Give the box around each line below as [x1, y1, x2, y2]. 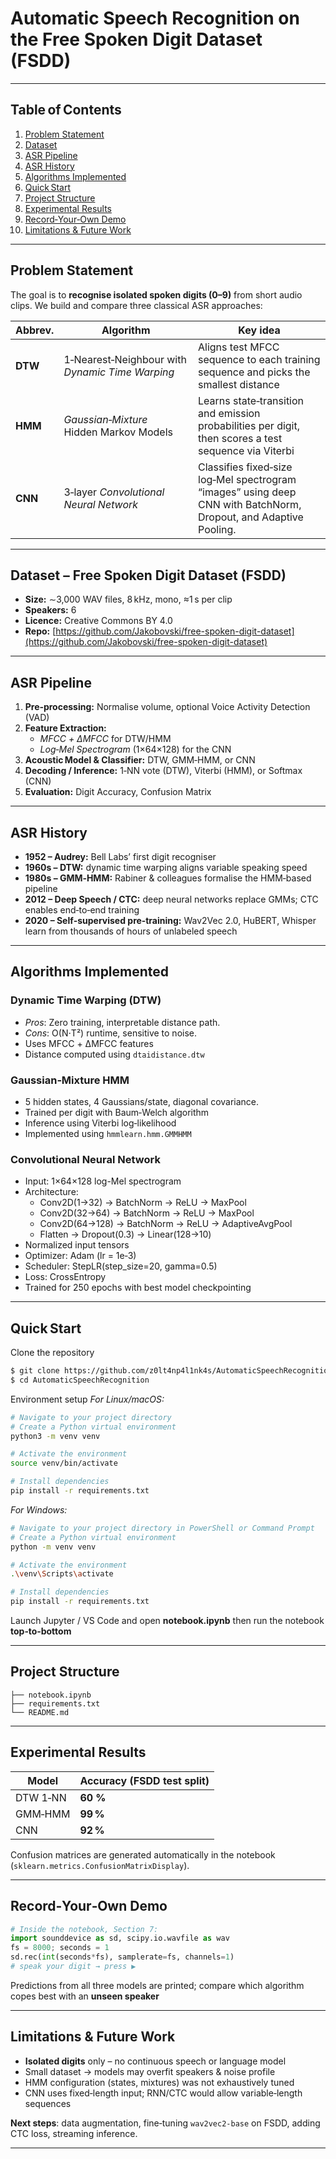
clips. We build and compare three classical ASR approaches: [10, 299, 263, 311]
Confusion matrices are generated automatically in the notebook [10, 1848, 276, 1861]
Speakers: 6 [24, 604, 77, 616]
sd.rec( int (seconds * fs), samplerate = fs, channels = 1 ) [10, 1952, 235, 1962]
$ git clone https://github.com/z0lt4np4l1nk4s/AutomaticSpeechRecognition [10, 1366, 333, 1376]
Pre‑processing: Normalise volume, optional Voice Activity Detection [24, 701, 311, 713]
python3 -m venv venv [10, 1431, 101, 1441]
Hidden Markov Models [63, 425, 174, 439]
